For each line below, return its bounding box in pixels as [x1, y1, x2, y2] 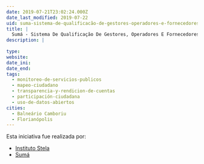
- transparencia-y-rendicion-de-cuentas [12, 88, 115, 94]
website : [6, 54, 29, 60]
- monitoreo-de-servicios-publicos [12, 77, 102, 83]
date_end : [6, 65, 32, 72]
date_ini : [6, 60, 32, 66]
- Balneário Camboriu [12, 111, 67, 117]
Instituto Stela [15, 145, 50, 152]
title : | [6, 26, 29, 32]
